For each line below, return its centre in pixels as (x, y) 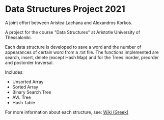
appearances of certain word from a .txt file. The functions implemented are (82, 52)
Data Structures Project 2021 (65, 9)
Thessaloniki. (18, 37)
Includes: (14, 72)
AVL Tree (21, 97)
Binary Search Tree (32, 92)
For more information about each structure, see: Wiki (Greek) (67, 112)
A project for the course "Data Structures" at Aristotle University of (73, 32)
